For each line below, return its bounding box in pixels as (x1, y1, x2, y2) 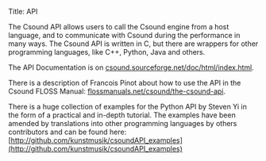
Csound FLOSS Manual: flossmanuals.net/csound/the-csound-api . (8, 86, 226, 96)
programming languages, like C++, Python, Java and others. (8, 48, 206, 56)
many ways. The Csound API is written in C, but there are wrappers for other (8, 39, 259, 48)
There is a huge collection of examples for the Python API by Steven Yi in (8, 102, 248, 111)
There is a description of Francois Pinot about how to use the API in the (8, 79, 241, 87)
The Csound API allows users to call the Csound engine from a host (8, 22, 229, 31)
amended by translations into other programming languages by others (8, 119, 237, 128)
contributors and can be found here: (8, 127, 127, 136)
